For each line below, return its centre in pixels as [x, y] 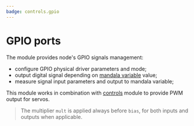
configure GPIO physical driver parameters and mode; [80, 69]
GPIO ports [33, 41]
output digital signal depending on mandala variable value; [86, 75]
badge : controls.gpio [33, 12]
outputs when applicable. [51, 117]
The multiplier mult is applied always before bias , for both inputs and [104, 111]
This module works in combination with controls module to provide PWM [95, 93]
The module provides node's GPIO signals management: [75, 57]
